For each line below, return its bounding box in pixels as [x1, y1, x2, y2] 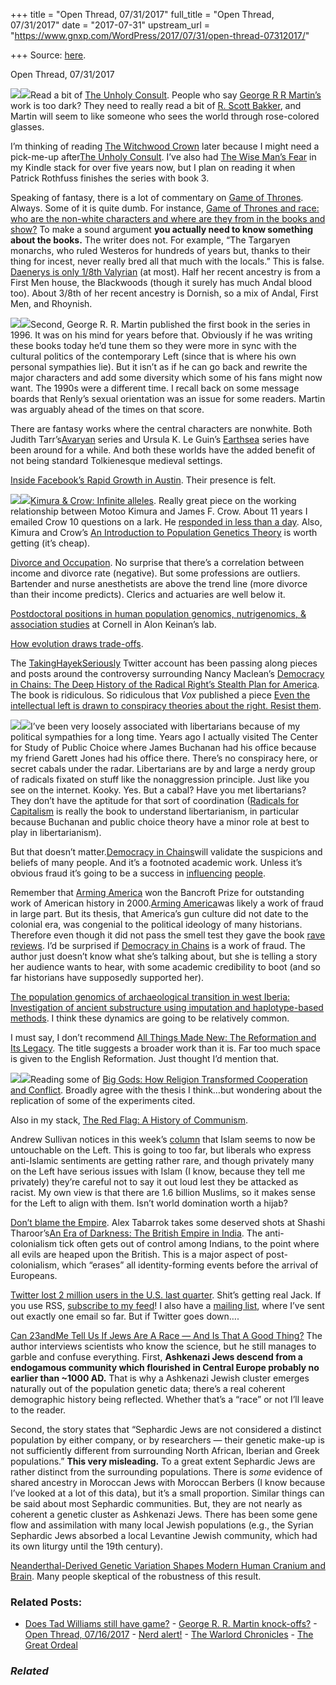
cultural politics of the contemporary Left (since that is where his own [10, 350, 297, 362]
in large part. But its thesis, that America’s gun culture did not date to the [10, 908, 309, 919]
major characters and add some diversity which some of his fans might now [10, 372, 323, 383]
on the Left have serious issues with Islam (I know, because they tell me [10, 1165, 306, 1177]
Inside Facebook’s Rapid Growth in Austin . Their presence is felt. [10, 474, 277, 486]
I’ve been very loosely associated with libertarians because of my [30, 720, 301, 732]
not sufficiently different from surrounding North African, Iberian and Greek [10, 1445, 320, 1456]
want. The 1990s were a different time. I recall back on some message [10, 382, 300, 394]
